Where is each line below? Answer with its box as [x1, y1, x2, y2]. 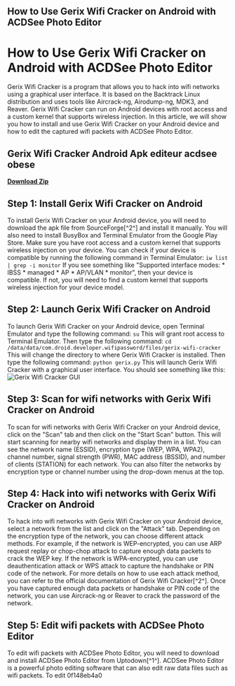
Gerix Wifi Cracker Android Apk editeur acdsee [7, 147, 217, 160]
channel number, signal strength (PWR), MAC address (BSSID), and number [7, 452, 226, 461]
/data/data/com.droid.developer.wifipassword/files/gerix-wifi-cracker [7, 344, 221, 351]
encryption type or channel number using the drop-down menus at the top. [7, 467, 224, 476]
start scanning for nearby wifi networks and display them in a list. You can [7, 437, 222, 446]
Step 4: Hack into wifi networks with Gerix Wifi [7, 487, 216, 500]
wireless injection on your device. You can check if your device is [7, 245, 196, 254]
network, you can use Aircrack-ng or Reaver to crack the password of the [7, 591, 220, 600]
